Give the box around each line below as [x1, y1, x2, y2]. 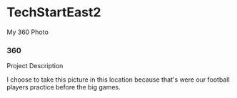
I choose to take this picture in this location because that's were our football [6, 75, 230, 84]
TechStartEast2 [6, 4, 101, 21]
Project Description [6, 62, 64, 70]
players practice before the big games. [6, 83, 121, 92]
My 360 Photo [6, 28, 49, 36]
